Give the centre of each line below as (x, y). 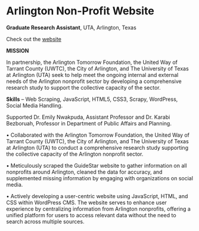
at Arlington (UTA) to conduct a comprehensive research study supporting (97, 147)
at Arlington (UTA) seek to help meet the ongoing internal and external (92, 75)
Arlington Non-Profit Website (80, 11)
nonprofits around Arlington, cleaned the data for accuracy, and (84, 172)
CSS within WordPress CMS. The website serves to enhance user (86, 202)
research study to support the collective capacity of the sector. (83, 87)
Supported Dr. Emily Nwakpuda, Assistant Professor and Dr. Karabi (88, 117)
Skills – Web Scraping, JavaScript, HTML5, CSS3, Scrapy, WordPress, (92, 99)
